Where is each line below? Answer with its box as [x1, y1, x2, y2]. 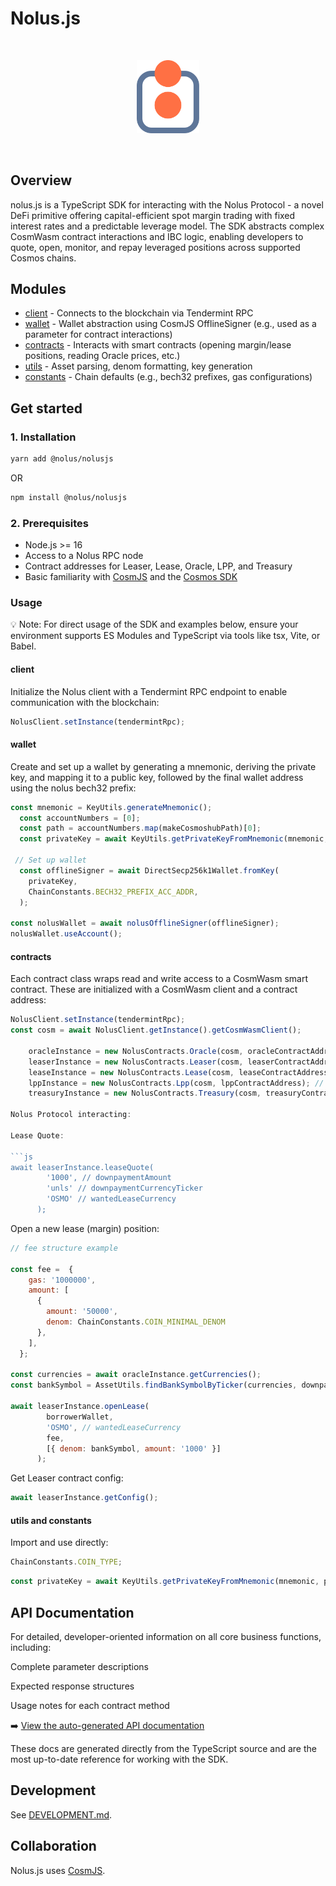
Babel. [10, 640, 37, 652]
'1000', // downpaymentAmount [46, 1173, 172, 1183]
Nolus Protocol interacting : [10, 1110, 132, 1120]
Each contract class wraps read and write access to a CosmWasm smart [10, 973, 308, 985]
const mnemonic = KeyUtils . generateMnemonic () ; [10, 802, 213, 812]
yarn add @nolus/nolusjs [10, 454, 114, 464]
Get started [10, 400, 83, 417]
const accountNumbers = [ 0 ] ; [19, 813, 141, 823]
